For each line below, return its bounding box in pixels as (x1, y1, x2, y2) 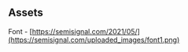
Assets (8, 6, 43, 19)
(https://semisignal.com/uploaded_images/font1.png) (8, 35, 180, 44)
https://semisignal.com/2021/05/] (31, 26, 140, 36)
